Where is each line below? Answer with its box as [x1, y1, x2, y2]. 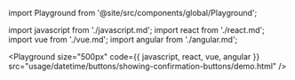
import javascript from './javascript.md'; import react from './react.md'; [8, 25, 266, 35]
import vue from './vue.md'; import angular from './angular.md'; [8, 35, 238, 44]
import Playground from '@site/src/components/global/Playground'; [8, 8, 258, 18]
